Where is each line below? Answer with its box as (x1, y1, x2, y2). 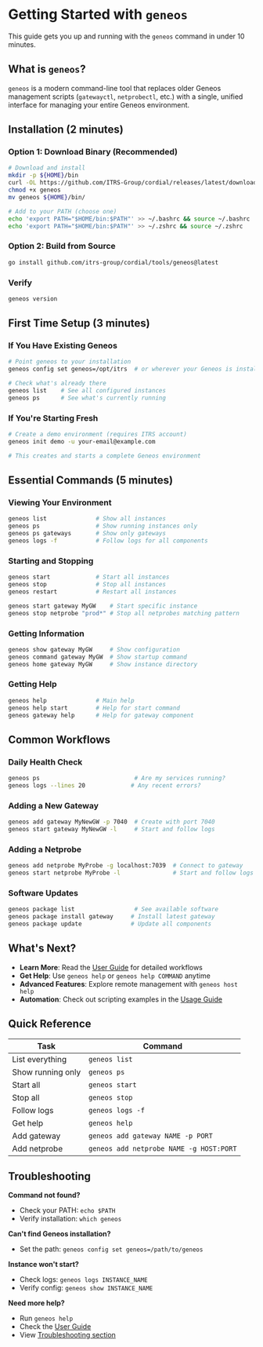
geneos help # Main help (8, 696, 135, 704)
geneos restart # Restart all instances (8, 588, 177, 596)
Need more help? (8, 1298, 65, 1308)
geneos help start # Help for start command (8, 704, 180, 712)
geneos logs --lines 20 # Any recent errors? (8, 782, 201, 790)
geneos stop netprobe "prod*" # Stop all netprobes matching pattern (8, 609, 240, 617)
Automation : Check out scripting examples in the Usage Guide (19, 995, 223, 1004)
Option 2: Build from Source (8, 241, 116, 252)
